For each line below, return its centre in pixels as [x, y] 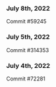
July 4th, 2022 [28, 65]
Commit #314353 [28, 50]
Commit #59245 [26, 22]
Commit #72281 [26, 79]
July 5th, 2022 [28, 37]
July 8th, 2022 [28, 8]
